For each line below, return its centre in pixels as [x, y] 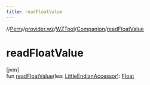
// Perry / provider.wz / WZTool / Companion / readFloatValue [75, 29]
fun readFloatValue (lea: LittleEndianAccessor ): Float [70, 76]
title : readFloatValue [34, 12]
